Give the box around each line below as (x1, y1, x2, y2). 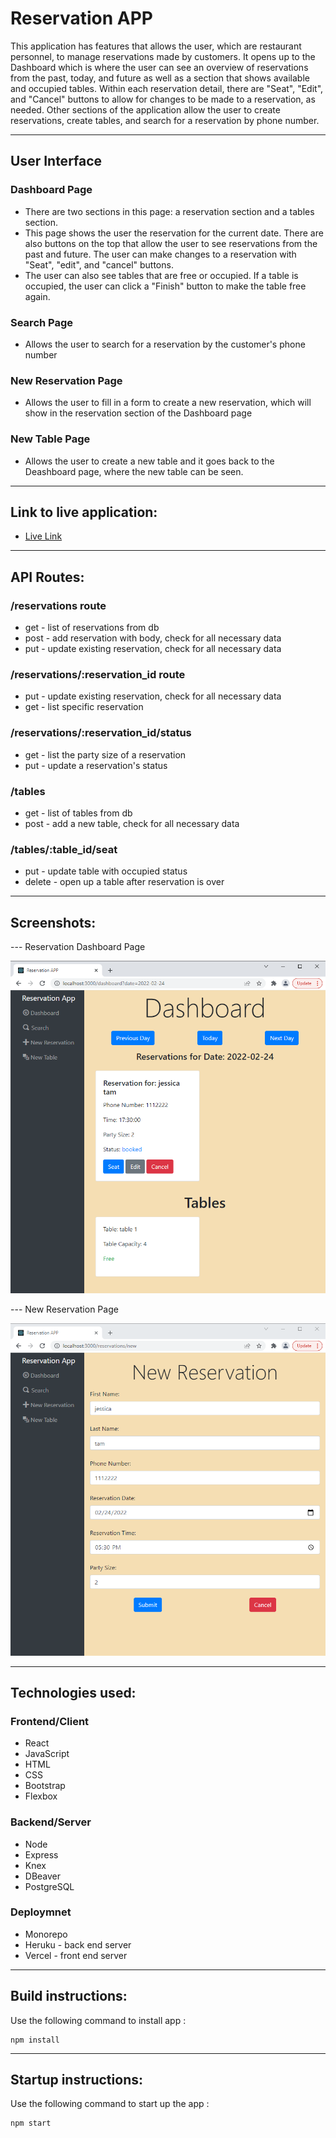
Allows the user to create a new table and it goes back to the (24, 455, 275, 467)
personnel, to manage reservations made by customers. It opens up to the (10, 50, 316, 62)
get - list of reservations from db (24, 622, 160, 634)
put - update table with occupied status (24, 865, 188, 877)
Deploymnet (10, 1905, 72, 1919)
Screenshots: (10, 914, 97, 931)
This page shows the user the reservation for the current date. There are (24, 227, 324, 239)
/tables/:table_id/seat (10, 842, 118, 856)
